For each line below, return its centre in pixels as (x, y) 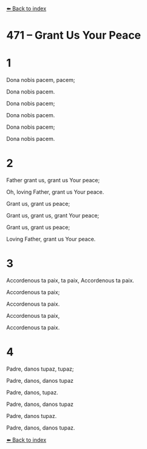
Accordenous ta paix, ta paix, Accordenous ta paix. (70, 280)
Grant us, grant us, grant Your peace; (53, 216)
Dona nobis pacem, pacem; (41, 80)
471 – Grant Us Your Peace (74, 36)
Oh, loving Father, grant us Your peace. (55, 192)
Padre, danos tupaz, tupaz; (40, 369)
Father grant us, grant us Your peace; (53, 180)
